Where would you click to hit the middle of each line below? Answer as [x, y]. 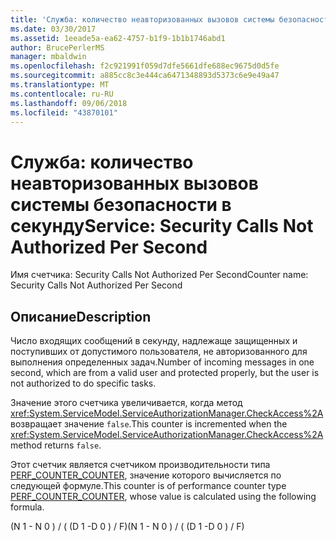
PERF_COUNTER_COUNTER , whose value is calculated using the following [163, 497]
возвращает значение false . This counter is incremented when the [149, 424]
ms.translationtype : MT [60, 85]
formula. [27, 507]
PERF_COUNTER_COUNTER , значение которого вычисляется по [146, 475]
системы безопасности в [121, 204]
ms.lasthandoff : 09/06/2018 [69, 103]
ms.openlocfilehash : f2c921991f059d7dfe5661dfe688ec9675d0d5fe [145, 66]
